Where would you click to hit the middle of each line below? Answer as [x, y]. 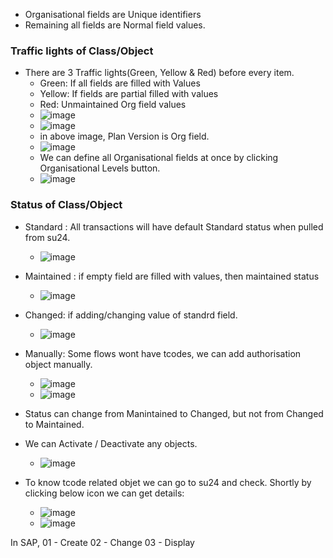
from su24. [47, 237]
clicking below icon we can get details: [104, 493]
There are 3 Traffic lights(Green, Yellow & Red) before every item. [159, 73]
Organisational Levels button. [100, 168]
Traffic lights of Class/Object [82, 51]
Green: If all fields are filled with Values [120, 83]
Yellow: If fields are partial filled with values [129, 94]
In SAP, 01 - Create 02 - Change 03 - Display [102, 542]
